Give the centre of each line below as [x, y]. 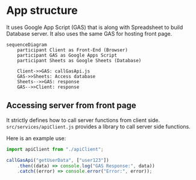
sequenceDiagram [27, 45]
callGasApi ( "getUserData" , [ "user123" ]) [58, 160]
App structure [42, 11]
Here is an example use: [36, 138]
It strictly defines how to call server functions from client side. [83, 120]
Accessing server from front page [71, 105]
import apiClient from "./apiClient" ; [55, 149]
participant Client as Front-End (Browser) [73, 50]
